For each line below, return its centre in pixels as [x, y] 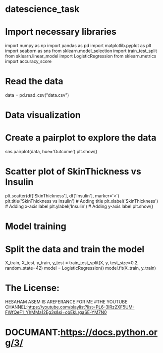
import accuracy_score [28, 61]
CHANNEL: [16, 307]
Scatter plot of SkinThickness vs [73, 172]
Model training [36, 226]
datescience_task [42, 9]
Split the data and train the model [75, 249]
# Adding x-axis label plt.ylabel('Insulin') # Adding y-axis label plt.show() [79, 206]
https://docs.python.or [109, 332]
